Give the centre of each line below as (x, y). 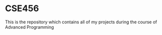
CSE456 (22, 9)
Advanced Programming (30, 27)
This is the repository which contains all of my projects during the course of (81, 22)
